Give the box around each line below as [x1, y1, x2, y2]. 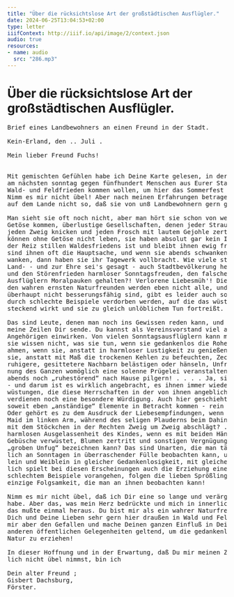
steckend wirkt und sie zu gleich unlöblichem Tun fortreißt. [7, 304, 224, 312]
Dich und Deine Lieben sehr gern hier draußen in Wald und [7, 513, 214, 521]
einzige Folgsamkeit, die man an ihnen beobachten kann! [7, 479, 206, 486]
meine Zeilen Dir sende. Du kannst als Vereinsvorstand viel [7, 325, 221, 333]
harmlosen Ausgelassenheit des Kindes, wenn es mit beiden [7, 430, 214, 437]
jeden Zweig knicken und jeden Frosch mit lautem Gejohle [7, 228, 210, 235]
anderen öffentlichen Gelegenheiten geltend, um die [7, 527, 192, 535]
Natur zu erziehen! [7, 534, 74, 542]
